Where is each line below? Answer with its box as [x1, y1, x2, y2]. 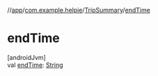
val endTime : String [7, 61, 64, 69]
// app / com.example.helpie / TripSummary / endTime [7, 6, 151, 14]
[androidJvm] [7, 53, 47, 61]
